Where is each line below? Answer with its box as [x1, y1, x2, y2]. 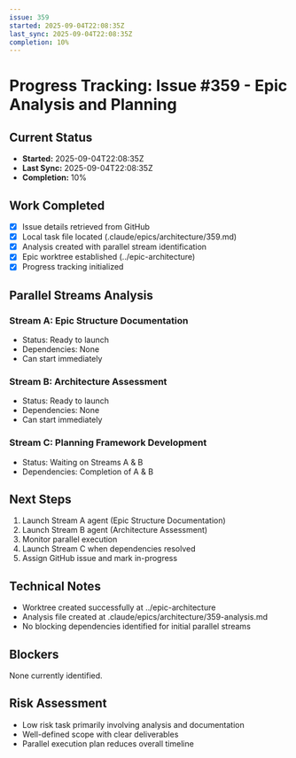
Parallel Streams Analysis [9, 287, 153, 302]
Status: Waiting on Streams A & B [21, 457, 144, 467]
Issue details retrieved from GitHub [21, 222, 151, 232]
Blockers [9, 646, 59, 661]
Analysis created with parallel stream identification [21, 241, 206, 253]
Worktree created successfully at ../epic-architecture [21, 602, 216, 613]
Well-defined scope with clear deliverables [21, 729, 179, 739]
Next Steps [9, 492, 72, 507]
